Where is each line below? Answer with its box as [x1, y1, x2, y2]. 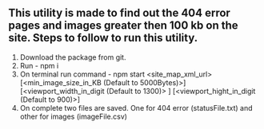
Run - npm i [19, 61, 59, 70]
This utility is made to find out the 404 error [8, 6, 230, 20]
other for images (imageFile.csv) [19, 111, 128, 121]
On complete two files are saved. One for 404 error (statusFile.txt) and [19, 103, 254, 112]
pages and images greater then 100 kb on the [8, 19, 238, 33]
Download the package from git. [19, 52, 126, 62]
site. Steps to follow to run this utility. [8, 31, 198, 45]
